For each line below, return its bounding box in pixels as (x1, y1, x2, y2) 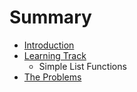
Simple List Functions (38, 60, 127, 72)
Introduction (23, 39, 75, 51)
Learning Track (23, 49, 87, 61)
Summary (9, 6, 92, 29)
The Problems (23, 71, 82, 83)
